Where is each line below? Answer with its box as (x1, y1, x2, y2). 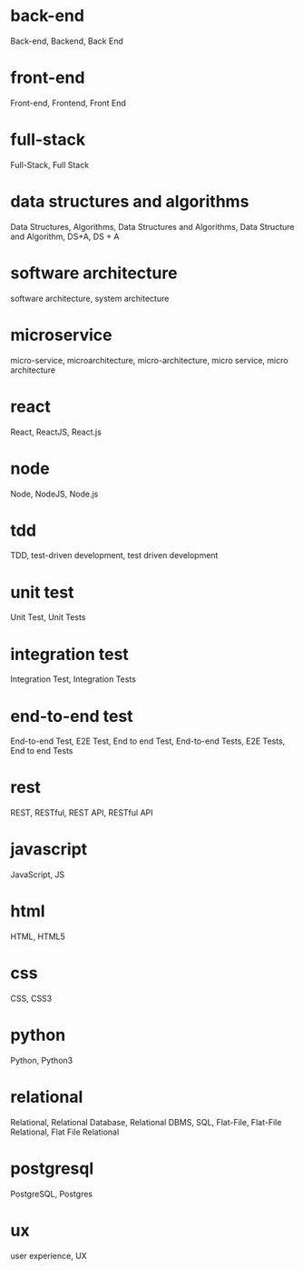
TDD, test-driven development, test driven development (10, 550, 219, 561)
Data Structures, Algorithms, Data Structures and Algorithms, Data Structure (10, 221, 295, 232)
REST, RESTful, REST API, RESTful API (10, 807, 153, 818)
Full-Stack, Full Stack (10, 159, 90, 170)
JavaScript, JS (10, 869, 65, 880)
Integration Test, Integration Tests (10, 674, 137, 685)
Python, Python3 (10, 1055, 73, 1065)
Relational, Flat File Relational (10, 1126, 120, 1137)
